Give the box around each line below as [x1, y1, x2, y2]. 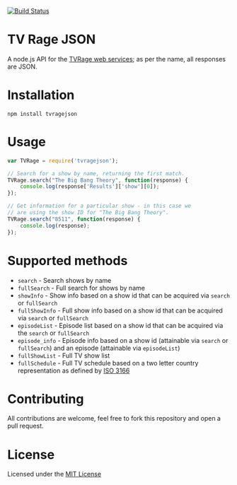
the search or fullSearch [17, 329, 90, 337]
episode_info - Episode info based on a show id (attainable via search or [17, 336, 229, 344]
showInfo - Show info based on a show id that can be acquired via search [17, 291, 231, 300]
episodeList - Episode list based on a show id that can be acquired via [17, 321, 224, 329]
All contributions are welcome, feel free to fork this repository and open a [7, 414, 221, 423]
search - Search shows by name [17, 276, 112, 284]
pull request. [7, 421, 44, 431]
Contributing [7, 391, 84, 407]
